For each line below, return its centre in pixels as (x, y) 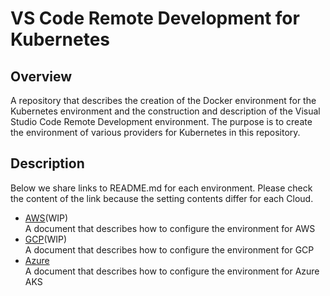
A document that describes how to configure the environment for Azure (172, 271)
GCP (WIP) (46, 239)
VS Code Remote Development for (155, 18)
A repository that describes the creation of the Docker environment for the (163, 100)
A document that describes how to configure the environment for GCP (169, 249)
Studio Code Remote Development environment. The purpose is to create (161, 121)
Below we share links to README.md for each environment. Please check (161, 188)
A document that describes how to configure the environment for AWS (170, 228)
